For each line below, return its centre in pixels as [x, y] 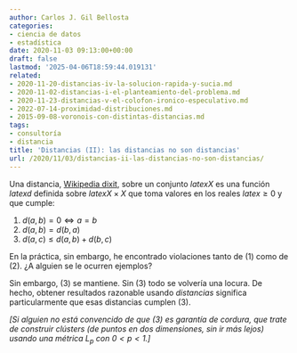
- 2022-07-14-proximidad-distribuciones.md [91, 109]
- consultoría [36, 134]
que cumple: [32, 202]
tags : [19, 126]
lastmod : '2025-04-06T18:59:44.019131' [83, 68]
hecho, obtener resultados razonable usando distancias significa [128, 292]
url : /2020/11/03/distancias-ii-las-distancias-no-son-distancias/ [137, 158]
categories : [31, 26]
